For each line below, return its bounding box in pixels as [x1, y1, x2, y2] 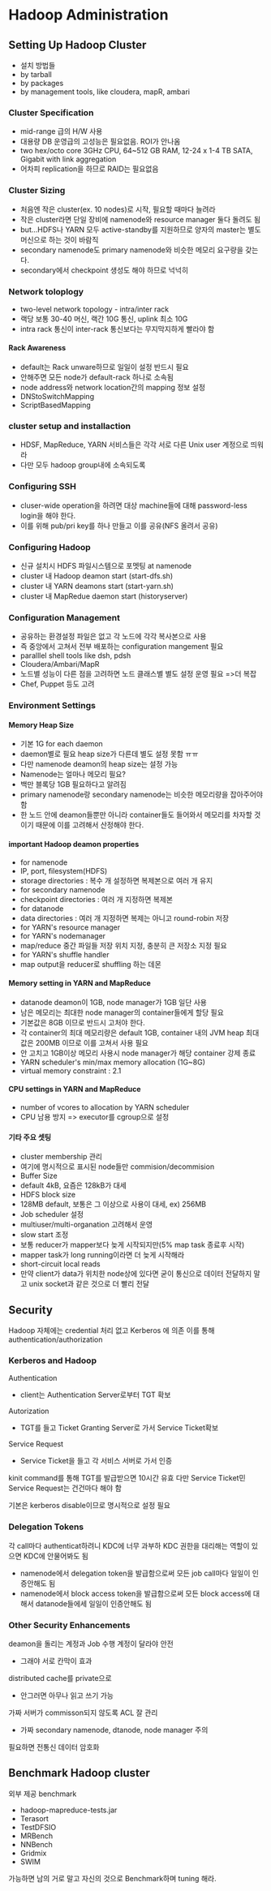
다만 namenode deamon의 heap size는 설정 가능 [19, 759, 179, 769]
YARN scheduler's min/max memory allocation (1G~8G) [19, 1057, 205, 1067]
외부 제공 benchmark [8, 1789, 77, 1799]
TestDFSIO [19, 1822, 57, 1832]
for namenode [19, 857, 68, 867]
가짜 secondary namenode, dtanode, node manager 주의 [19, 1725, 209, 1734]
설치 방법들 [19, 61, 56, 70]
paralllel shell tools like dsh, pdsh [19, 651, 131, 660]
